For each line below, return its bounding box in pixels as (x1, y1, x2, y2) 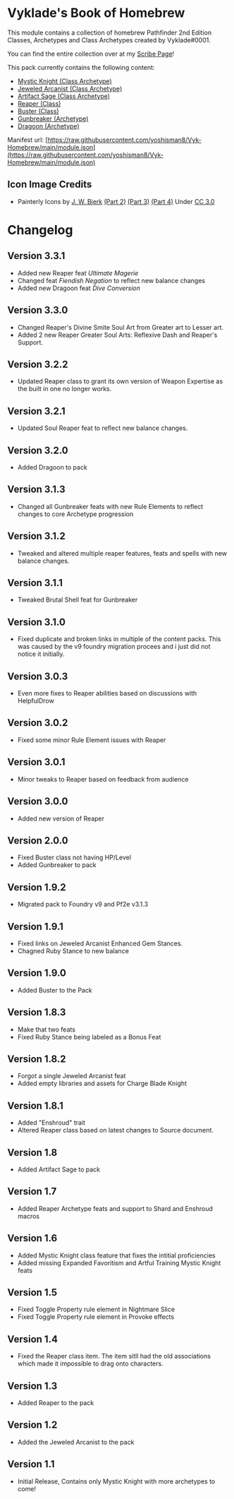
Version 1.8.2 (7, 1053, 66, 1065)
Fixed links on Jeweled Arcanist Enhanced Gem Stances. (17, 939, 183, 948)
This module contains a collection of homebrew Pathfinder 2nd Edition (7, 28, 212, 37)
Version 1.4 (7, 1333, 58, 1345)
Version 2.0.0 (7, 835, 68, 847)
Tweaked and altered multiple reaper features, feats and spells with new (17, 549, 228, 557)
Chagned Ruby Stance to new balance (17, 946, 129, 955)
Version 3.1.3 (7, 484, 66, 496)
